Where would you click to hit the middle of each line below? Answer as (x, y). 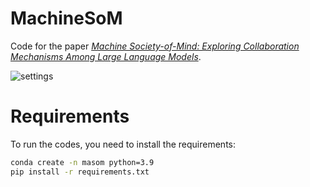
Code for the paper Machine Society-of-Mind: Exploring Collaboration (155, 46)
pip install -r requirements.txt (80, 172)
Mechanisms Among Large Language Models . (106, 56)
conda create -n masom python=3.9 (82, 162)
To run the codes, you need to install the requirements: (123, 144)
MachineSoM (66, 18)
